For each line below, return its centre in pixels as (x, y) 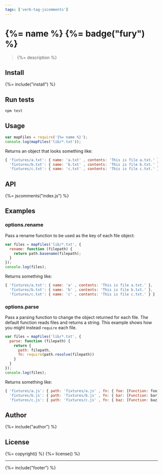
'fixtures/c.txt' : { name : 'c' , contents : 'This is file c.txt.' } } (82, 294)
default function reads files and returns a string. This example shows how (79, 322)
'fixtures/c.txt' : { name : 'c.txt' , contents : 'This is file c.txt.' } (84, 169)
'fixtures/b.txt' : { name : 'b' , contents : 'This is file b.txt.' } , (81, 290)
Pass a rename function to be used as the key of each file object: (70, 235)
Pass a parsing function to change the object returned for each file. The (77, 317)
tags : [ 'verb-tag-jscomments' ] (37, 9)
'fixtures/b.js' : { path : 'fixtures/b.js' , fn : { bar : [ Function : (79, 395)
